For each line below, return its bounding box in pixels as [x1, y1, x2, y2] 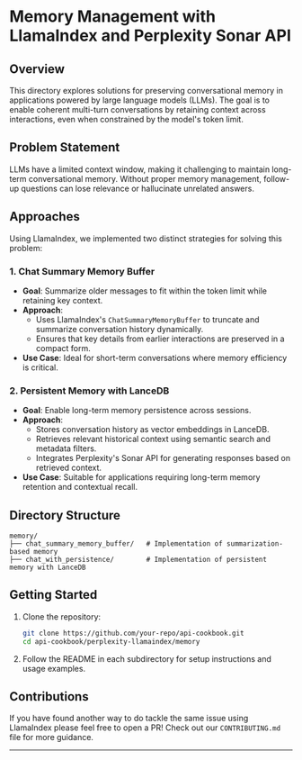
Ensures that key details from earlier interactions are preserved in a [35, 333, 285, 344]
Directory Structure [9, 507, 121, 523]
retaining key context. [22, 294, 103, 305]
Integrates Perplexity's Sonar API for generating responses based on [35, 453, 290, 464]
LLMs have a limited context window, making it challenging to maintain [9, 164, 271, 175]
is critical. [22, 362, 58, 373]
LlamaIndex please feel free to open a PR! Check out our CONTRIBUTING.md [9, 722, 281, 733]
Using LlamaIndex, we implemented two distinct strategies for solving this [9, 232, 283, 244]
